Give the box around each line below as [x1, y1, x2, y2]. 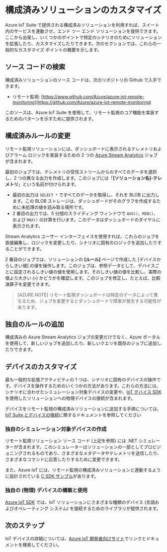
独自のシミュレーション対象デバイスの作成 [5, 426, 107, 433]
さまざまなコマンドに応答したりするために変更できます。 [5, 457, 123, 463]
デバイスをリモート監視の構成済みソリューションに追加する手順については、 [5, 406, 162, 412]
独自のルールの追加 [5, 320, 64, 328]
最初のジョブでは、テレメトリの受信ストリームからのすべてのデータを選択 [5, 168, 158, 174]
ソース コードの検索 [5, 63, 66, 71]
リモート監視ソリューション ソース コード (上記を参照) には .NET [5, 438, 138, 444]
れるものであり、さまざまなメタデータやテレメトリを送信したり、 [26, 450, 162, 456]
